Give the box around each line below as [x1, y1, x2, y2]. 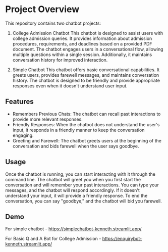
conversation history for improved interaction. [12, 57, 108, 63]
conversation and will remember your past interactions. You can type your [5, 182, 159, 188]
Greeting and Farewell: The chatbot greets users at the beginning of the [12, 137, 161, 143]
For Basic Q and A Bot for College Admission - [5, 236, 101, 242]
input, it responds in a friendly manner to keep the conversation [12, 127, 145, 133]
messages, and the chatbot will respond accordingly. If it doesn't [5, 187, 140, 193]
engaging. [12, 132, 34, 138]
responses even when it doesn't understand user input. [12, 82, 128, 89]
